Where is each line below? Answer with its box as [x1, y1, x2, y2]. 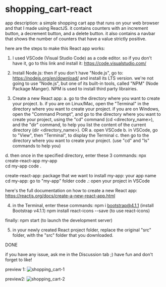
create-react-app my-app [5, 157, 57, 163]
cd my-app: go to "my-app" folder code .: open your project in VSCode [5, 178, 150, 184]
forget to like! [5, 257, 32, 263]
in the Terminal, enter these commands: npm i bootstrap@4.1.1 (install [12, 202, 154, 208]
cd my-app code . [5, 163, 42, 169]
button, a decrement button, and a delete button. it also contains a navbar [5, 30, 156, 36]
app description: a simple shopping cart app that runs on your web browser [5, 20, 160, 26]
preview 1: [5, 266, 26, 272]
